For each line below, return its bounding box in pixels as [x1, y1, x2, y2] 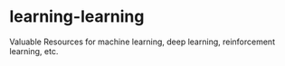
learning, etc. [9, 45, 59, 56]
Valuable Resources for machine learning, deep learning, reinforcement [9, 36, 276, 47]
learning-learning [9, 6, 145, 27]
